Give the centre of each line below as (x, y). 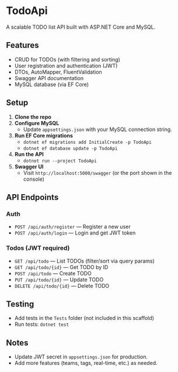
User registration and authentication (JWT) (66, 66)
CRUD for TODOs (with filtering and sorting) (67, 59)
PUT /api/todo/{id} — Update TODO (59, 280)
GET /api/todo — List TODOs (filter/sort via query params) (84, 261)
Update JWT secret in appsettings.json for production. (81, 357)
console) (34, 179)
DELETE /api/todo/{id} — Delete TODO (62, 285)
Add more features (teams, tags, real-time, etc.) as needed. (86, 363)
